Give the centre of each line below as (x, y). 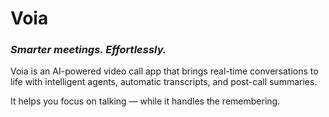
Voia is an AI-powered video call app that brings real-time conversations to (164, 71)
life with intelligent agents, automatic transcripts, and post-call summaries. (164, 82)
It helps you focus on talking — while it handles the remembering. (145, 101)
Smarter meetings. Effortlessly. (88, 50)
